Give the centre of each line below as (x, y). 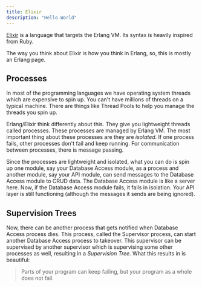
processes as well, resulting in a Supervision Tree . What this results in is (96, 254)
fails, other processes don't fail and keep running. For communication (93, 144)
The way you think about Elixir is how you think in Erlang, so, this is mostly (99, 53)
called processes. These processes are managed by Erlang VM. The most (98, 130)
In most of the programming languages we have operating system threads (99, 93)
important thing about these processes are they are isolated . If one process (100, 137)
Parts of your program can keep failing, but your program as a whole (106, 272)
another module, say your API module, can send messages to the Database (100, 175)
